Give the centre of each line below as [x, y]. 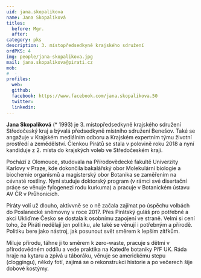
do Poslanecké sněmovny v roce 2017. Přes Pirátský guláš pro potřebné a [97, 212]
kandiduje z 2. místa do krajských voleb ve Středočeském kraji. [85, 150]
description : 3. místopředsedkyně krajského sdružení [75, 46]
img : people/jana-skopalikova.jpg [50, 57]
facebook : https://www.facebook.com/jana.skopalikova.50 [85, 96]
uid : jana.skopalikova [35, 12]
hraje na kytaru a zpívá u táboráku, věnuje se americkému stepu [86, 255]
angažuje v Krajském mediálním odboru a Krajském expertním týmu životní [99, 137]
